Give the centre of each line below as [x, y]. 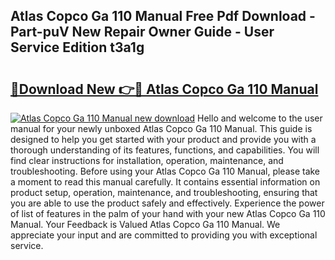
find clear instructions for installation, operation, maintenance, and [147, 160]
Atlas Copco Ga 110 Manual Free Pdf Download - [163, 16]
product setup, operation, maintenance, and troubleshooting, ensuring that [164, 192]
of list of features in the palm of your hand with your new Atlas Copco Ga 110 [168, 213]
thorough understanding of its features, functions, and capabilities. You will [165, 150]
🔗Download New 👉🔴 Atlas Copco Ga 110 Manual [164, 89]
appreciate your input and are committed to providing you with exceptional [164, 235]
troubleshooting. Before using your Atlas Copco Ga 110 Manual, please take [165, 171]
